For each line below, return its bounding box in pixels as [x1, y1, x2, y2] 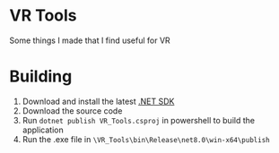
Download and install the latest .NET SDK [22, 96, 175, 106]
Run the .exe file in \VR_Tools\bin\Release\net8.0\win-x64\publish [22, 133, 271, 144]
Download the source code [22, 105, 123, 116]
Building [9, 66, 73, 87]
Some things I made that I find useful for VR [9, 35, 170, 46]
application [22, 124, 65, 135]
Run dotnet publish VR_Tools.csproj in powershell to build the [22, 115, 256, 125]
